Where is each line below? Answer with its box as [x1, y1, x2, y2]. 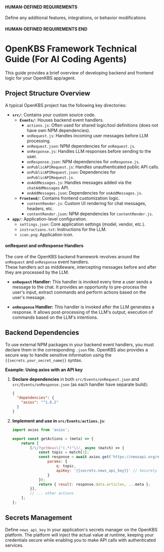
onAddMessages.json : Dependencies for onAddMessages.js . [26, 190, 143, 196]
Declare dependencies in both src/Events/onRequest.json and [12, 376, 140, 382]
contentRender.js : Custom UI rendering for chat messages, [26, 200, 147, 206]
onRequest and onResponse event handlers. [5, 259, 90, 265]
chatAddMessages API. [26, 184, 70, 191]
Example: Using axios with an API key [5, 367, 83, 373]
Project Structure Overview [5, 89, 91, 98]
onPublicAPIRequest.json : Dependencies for [26, 169, 116, 175]
